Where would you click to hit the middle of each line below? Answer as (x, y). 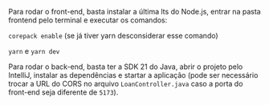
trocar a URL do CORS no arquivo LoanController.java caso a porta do (126, 84)
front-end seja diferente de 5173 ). (63, 92)
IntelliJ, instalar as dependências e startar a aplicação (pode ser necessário (133, 75)
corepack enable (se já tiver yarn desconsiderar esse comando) (113, 36)
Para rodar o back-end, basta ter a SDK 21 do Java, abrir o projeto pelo (126, 67)
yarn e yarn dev (34, 51)
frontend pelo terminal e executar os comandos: (88, 20)
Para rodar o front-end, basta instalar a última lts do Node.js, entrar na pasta (134, 12)
